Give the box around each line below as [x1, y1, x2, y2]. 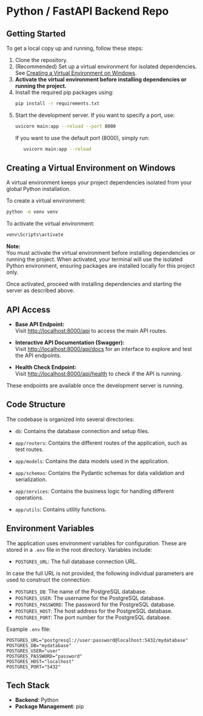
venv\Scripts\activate [6, 232, 64, 238]
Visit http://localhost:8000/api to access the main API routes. [15, 327, 168, 334]
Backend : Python [15, 697, 59, 704]
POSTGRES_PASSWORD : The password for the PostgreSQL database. [15, 600, 176, 608]
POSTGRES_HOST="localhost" [6, 658, 75, 664]
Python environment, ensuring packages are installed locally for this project [6, 262, 195, 269]
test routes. [15, 445, 44, 453]
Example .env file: [6, 625, 51, 633]
